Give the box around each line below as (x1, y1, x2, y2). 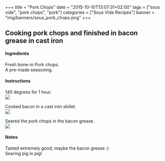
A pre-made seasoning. (5, 67, 53, 73)
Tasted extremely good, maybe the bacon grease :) (5, 145, 109, 151)
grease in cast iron (5, 37, 64, 45)
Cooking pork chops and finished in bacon (5, 29, 138, 38)
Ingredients (5, 50, 30, 56)
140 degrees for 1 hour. (5, 89, 52, 95)
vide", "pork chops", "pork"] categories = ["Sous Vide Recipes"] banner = (5, 9, 155, 15)
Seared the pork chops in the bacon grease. (5, 118, 95, 124)
